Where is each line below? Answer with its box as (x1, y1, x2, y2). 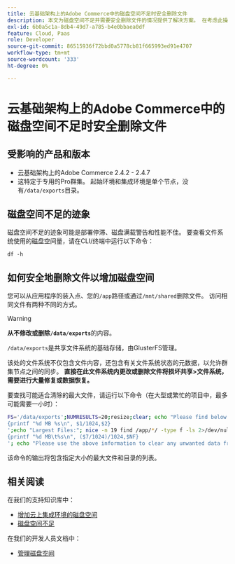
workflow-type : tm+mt (7, 50, 71, 57)
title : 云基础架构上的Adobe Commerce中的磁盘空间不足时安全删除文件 (7, 10, 187, 18)
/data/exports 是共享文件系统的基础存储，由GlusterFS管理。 (7, 344, 180, 352)
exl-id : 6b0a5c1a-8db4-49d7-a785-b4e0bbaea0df (7, 23, 145, 30)
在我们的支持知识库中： (7, 495, 75, 504)
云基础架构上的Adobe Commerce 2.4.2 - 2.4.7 (17, 168, 150, 177)
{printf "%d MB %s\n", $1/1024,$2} (7, 420, 111, 427)
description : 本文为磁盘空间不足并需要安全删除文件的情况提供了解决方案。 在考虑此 (7, 17, 223, 24)
